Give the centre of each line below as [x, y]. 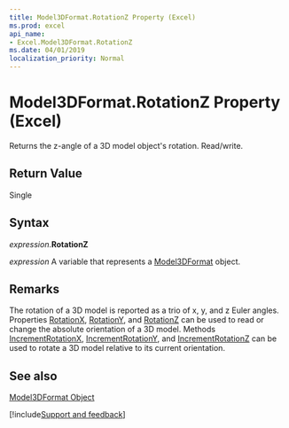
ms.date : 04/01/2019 [47, 51]
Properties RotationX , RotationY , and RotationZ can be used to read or [137, 320]
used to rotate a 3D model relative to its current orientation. [117, 348]
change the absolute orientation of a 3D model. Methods [112, 330]
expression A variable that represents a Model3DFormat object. [125, 261]
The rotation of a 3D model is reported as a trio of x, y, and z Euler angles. [144, 310]
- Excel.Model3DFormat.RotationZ [71, 42]
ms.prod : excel [37, 26]
